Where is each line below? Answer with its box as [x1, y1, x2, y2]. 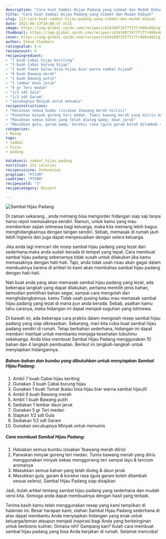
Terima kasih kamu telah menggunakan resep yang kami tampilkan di [5, 502, 146, 508]
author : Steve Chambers [5, 39, 55, 44]
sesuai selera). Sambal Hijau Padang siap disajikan [12, 478, 116, 484]
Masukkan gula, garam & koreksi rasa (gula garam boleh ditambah [12, 472, 147, 478]
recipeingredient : [5, 53, 43, 58]
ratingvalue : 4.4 [5, 44, 41, 49]
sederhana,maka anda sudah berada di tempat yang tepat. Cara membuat [5, 249, 156, 254]
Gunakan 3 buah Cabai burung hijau [12, 381, 86, 387]
